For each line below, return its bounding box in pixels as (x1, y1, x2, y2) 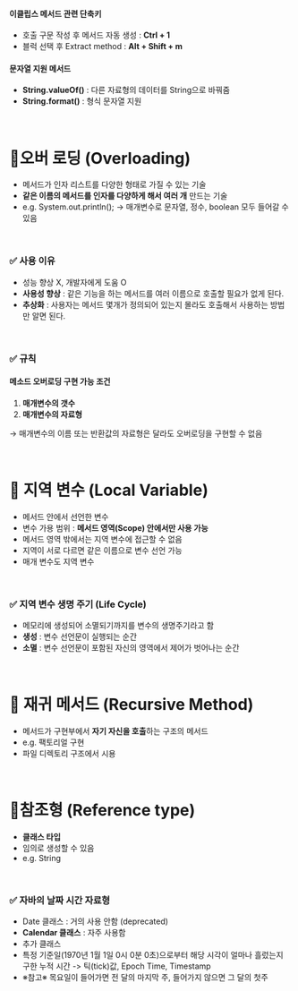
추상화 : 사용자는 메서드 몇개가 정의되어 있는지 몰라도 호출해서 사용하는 (21, 299, 268, 310)
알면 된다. (31, 310, 66, 321)
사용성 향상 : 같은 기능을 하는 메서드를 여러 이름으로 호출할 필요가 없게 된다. (21, 287, 285, 299)
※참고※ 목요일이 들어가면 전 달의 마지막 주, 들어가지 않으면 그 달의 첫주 (21, 972, 268, 983)
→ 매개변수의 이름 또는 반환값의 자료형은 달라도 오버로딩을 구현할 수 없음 (9, 428, 263, 439)
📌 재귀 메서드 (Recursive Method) (9, 695, 254, 715)
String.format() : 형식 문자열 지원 (21, 96, 142, 107)
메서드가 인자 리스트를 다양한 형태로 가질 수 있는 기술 (21, 179, 207, 190)
